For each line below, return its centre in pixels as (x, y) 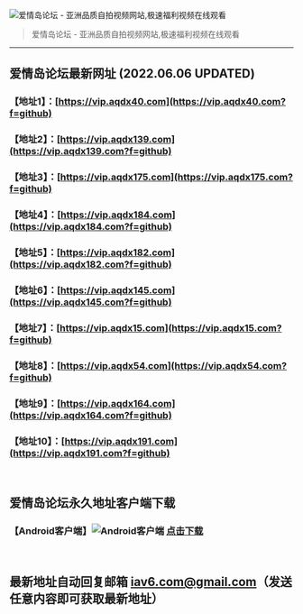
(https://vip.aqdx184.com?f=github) (91, 227)
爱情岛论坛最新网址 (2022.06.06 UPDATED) (132, 73)
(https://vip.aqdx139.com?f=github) (91, 151)
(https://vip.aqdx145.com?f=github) (91, 302)
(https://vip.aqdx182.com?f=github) (91, 264)
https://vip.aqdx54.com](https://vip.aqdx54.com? (173, 365)
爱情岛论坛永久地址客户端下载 (92, 504)
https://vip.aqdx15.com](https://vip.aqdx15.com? (171, 327)
